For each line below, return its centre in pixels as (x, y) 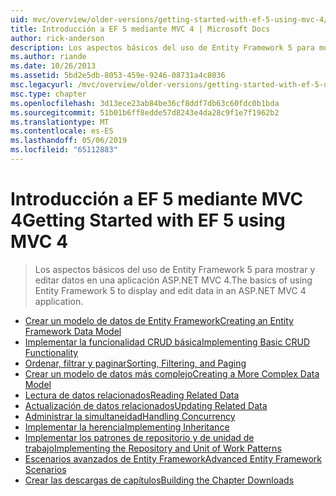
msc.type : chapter (48, 94)
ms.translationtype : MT (60, 122)
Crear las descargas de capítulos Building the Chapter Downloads (159, 480)
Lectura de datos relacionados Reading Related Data (132, 395)
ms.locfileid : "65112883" (64, 150)
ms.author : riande (48, 57)
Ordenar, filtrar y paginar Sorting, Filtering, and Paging (135, 363)
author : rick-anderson (57, 38)
